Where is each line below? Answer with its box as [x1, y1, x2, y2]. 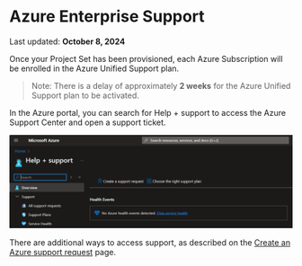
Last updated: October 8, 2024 [9, 36, 126, 47]
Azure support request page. [9, 247, 117, 258]
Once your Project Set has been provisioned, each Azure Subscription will [9, 53, 283, 64]
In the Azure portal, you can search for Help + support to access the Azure [9, 107, 286, 118]
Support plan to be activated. [31, 90, 139, 101]
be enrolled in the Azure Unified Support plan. [9, 63, 180, 74]
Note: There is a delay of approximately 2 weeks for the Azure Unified [31, 80, 291, 91]
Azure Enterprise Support [9, 6, 205, 27]
